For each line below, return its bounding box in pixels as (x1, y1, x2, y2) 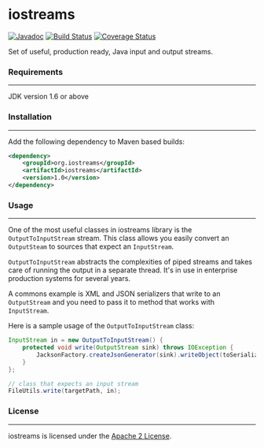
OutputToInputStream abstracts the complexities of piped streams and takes (8, 257, 253, 267)
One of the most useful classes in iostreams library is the (8, 225, 192, 235)
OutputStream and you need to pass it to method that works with (8, 298, 214, 307)
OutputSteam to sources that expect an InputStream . (8, 242, 174, 251)
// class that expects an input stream (8, 380, 139, 387)
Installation (8, 112, 53, 123)
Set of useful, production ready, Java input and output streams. (8, 46, 214, 56)
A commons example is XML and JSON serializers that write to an (8, 289, 221, 298)
